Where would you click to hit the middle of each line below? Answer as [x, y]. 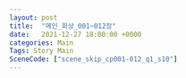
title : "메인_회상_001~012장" [63, 26]
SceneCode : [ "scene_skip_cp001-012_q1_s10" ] [93, 59]
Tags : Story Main [42, 51]
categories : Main [42, 43]
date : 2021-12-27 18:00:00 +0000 [76, 34]
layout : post [34, 17]
